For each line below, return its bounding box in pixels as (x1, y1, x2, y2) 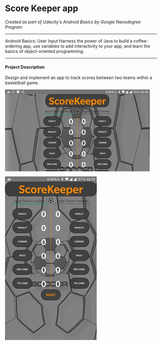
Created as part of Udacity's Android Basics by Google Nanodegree (5, 19, 141, 25)
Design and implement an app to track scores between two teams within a (5, 75, 152, 80)
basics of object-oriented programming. (5, 48, 84, 54)
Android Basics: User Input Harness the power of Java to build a (5, 38, 133, 44)
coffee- (133, 38, 148, 44)
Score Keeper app (5, 3, 79, 14)
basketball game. (5, 80, 40, 86)
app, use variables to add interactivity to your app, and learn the (23, 43, 150, 49)
